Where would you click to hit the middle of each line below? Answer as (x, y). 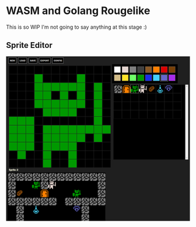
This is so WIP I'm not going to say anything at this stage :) (76, 27)
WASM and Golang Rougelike (78, 11)
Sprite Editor (29, 45)
